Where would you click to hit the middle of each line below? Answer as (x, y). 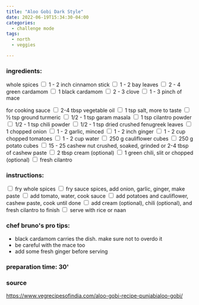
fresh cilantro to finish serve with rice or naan (66, 210)
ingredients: (24, 71)
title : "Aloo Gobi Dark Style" (45, 12)
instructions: (25, 175)
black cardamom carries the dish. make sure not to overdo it (89, 238)
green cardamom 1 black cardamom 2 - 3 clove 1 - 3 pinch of (94, 92)
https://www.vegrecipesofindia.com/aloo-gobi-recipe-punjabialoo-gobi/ (94, 295)
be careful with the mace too (50, 245)
